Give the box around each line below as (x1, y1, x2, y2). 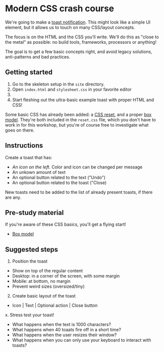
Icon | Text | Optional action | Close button (12, 302, 98, 308)
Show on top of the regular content (12, 268, 83, 274)
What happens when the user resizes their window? (12, 332, 117, 338)
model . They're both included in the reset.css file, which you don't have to (5, 116, 156, 123)
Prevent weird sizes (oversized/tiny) (12, 283, 85, 290)
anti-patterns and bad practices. (5, 54, 70, 59)
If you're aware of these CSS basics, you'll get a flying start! (5, 221, 126, 227)
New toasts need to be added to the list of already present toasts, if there (5, 189, 153, 195)
